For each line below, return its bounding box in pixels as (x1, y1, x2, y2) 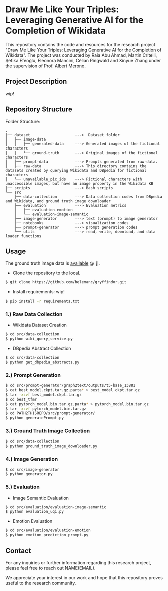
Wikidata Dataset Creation (12, 322, 67, 328)
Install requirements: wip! (12, 289, 65, 295)
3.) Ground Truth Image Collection (5, 427, 90, 434)
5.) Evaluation (5, 483, 40, 490)
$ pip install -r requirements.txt (5, 299, 80, 304)
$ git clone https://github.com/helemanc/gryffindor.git (5, 280, 127, 285)
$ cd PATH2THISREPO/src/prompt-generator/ (5, 411, 95, 416)
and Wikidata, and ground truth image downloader (5, 198, 111, 204)
